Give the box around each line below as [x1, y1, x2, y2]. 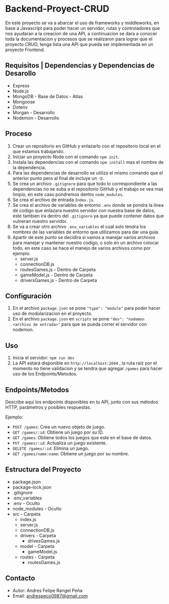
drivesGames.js [27, 538, 60, 544]
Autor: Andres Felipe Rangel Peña [12, 587, 83, 593]
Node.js [12, 88, 29, 94]
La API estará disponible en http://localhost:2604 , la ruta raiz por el [12, 360, 157, 366]
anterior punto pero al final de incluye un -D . [12, 175, 104, 181]
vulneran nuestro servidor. [12, 218, 68, 224]
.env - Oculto [12, 500, 40, 506]
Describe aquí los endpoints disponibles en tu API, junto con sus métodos [5, 399, 158, 405]
